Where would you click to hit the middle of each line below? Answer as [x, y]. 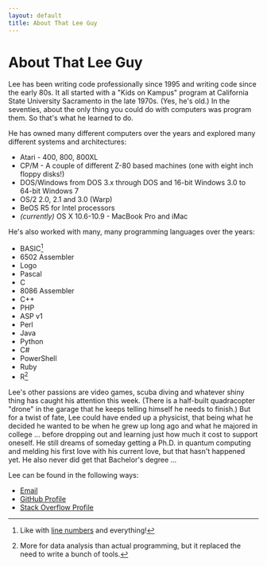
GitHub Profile [43, 498]
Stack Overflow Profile [56, 507]
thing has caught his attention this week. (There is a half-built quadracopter [132, 400]
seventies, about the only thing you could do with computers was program [130, 110]
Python [31, 342]
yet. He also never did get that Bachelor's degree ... [93, 459]
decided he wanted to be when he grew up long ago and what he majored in [133, 425]
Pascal [31, 274]
